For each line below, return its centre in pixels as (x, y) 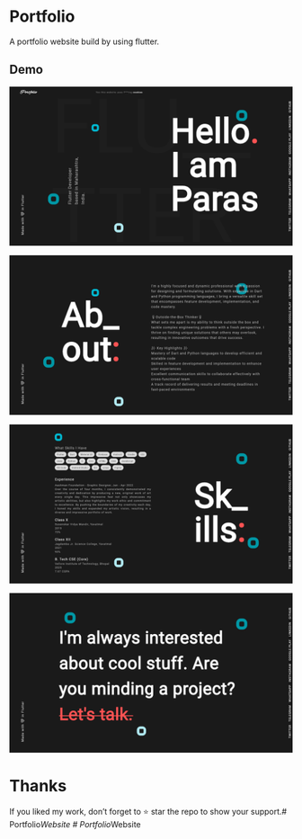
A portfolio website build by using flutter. (84, 41)
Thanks (38, 785)
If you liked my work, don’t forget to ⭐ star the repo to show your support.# (148, 811)
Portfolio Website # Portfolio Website (75, 824)
